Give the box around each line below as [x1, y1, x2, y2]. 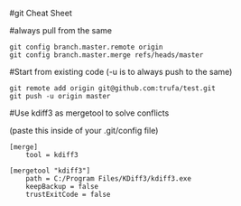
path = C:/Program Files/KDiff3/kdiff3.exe [25, 174, 192, 183]
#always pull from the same [9, 25, 113, 35]
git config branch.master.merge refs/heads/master [9, 51, 204, 60]
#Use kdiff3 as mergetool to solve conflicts [9, 108, 170, 118]
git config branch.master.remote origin [9, 42, 164, 51]
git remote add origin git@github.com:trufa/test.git [9, 84, 217, 93]
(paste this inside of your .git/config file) [9, 126, 159, 136]
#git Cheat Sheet [9, 8, 72, 18]
